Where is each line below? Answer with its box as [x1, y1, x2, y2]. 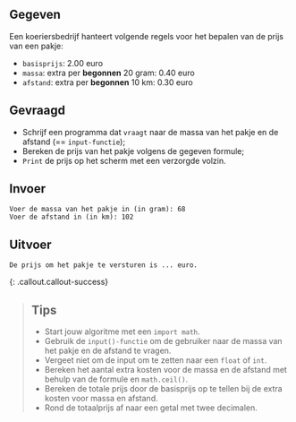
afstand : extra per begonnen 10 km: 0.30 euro [21, 76, 194, 88]
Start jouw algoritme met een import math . [44, 326, 200, 337]
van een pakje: [9, 40, 64, 51]
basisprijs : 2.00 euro [21, 57, 104, 68]
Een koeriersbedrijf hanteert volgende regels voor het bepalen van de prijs [9, 30, 284, 41]
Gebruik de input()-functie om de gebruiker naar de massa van [44, 336, 283, 347]
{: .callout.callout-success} [9, 277, 109, 288]
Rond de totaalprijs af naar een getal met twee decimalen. [44, 402, 258, 413]
